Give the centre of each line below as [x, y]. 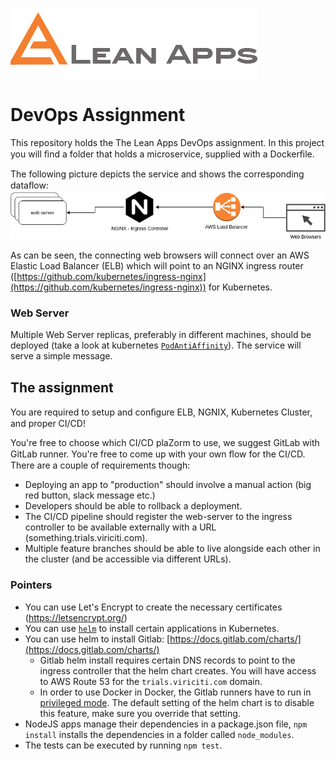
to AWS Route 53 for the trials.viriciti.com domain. [151, 681]
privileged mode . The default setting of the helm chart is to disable [177, 702]
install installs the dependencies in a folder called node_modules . [159, 734]
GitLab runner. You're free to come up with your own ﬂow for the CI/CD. [158, 454]
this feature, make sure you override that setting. [140, 713]
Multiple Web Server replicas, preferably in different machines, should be [161, 335]
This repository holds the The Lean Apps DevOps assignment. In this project [167, 142]
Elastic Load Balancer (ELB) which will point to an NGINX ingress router [157, 266]
